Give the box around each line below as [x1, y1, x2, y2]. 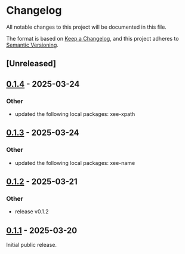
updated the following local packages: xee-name [14, 159, 135, 166]
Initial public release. [6, 241, 57, 249]
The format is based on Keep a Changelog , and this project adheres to [6, 35, 179, 42]
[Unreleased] [6, 59, 57, 69]
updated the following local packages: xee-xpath [14, 111, 135, 118]
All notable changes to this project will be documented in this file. [6, 23, 167, 30]
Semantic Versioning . [6, 41, 58, 48]
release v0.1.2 [14, 208, 49, 215]
